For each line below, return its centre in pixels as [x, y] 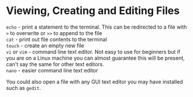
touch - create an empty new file [45, 46]
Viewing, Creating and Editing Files [93, 11]
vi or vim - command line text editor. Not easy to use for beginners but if [93, 51]
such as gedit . [23, 88]
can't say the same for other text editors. [55, 64]
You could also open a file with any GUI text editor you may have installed [94, 82]
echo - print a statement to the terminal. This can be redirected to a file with [96, 27]
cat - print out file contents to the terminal [56, 39]
